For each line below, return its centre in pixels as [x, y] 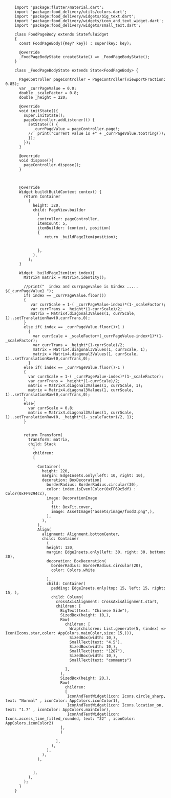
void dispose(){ [36, 161]
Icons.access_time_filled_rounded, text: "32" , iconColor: [71, 719]
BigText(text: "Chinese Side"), [95, 611]
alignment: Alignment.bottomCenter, [81, 534]
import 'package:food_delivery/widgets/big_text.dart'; [76, 16]
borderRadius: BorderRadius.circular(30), [92, 485]
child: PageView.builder [59, 210]
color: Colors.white [73, 570]
